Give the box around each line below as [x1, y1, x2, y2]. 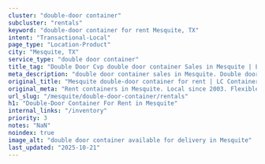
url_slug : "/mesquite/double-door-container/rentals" [8, 92, 189, 100]
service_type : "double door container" [8, 56, 140, 64]
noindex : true [8, 129, 55, 136]
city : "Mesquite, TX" [8, 48, 80, 56]
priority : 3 [8, 114, 47, 122]
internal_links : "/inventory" [8, 107, 108, 115]
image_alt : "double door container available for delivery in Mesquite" [8, 136, 252, 144]
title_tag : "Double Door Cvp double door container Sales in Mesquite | [8, 63, 252, 71]
